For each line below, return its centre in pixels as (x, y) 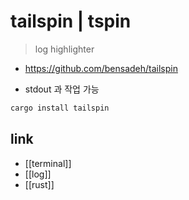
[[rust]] (39, 184)
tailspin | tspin (71, 21)
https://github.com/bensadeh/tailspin (101, 68)
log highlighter (64, 49)
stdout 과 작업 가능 (62, 89)
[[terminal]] (48, 163)
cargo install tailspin (60, 108)
